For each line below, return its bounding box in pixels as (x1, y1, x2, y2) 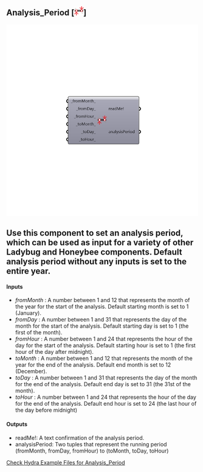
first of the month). (15, 329, 63, 336)
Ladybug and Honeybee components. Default (6, 247, 182, 258)
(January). (15, 309, 41, 317)
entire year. (6, 266, 50, 277)
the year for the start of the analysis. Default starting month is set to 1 (15, 303, 189, 311)
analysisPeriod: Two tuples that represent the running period (15, 440, 167, 448)
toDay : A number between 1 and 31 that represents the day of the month (15, 374, 198, 381)
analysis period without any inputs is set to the (6, 256, 187, 267)
